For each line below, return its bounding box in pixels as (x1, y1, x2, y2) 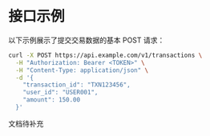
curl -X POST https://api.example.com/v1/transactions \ (8, 51, 203, 59)
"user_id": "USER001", (22, 89, 99, 97)
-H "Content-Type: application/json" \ (15, 66, 149, 74)
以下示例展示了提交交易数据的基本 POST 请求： (8, 35, 165, 45)
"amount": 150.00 (22, 96, 81, 104)
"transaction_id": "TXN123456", (22, 81, 131, 89)
